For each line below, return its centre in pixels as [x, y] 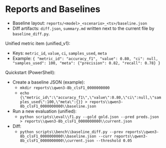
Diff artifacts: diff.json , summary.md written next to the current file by [83, 28]
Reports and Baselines [53, 9]
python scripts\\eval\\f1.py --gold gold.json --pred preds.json [89, 117]
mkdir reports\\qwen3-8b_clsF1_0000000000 [65, 88]
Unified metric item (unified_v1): [38, 43]
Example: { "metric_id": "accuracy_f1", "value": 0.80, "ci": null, [85, 58]
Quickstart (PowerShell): [30, 72]
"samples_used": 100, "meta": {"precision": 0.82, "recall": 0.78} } [86, 63]
